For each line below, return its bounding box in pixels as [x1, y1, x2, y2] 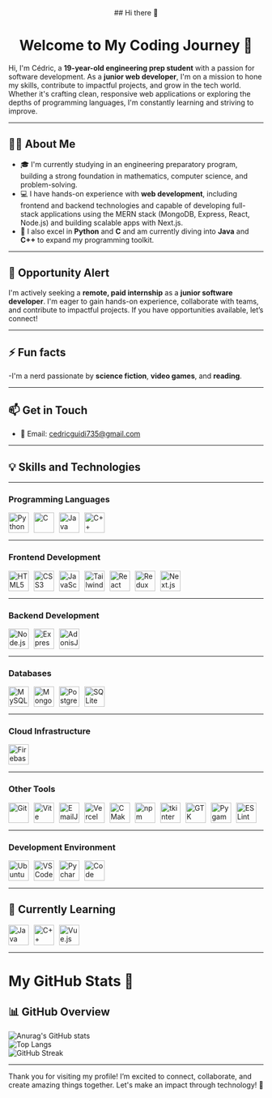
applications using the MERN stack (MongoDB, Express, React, [40, 209, 250, 218]
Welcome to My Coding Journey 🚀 [19, 37, 253, 55]
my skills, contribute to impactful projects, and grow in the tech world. [8, 80, 241, 90]
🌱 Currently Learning [8, 902, 116, 916]
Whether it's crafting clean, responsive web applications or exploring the [8, 88, 251, 98]
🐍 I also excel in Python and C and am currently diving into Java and [19, 226, 249, 236]
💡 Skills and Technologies [8, 460, 141, 474]
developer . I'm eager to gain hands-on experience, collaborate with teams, [8, 296, 259, 306]
